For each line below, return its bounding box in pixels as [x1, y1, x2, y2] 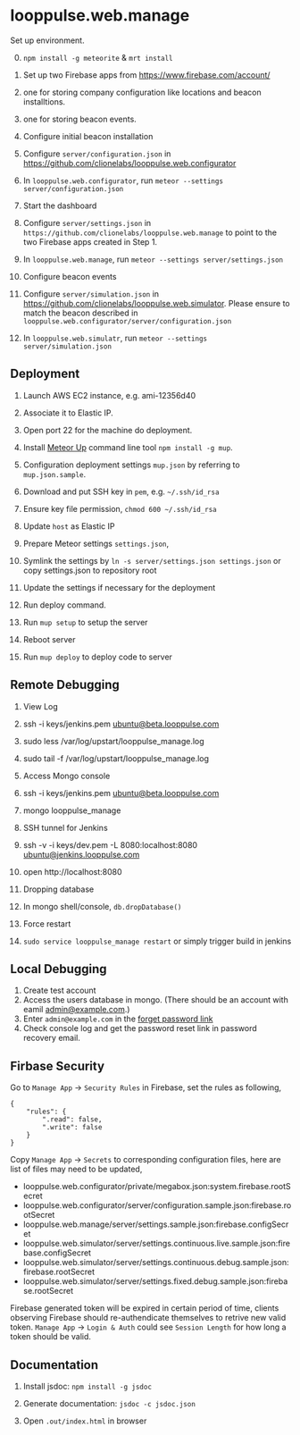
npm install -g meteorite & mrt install [22, 52, 173, 63]
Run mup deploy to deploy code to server [22, 651, 173, 662]
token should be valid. [10, 1331, 92, 1342]
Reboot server [22, 634, 76, 644]
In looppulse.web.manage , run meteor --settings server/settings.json [22, 254, 284, 264]
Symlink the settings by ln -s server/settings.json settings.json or [22, 555, 281, 566]
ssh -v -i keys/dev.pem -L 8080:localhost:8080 [22, 839, 198, 850]
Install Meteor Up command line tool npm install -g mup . [22, 441, 233, 452]
